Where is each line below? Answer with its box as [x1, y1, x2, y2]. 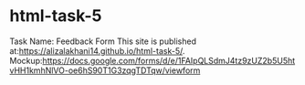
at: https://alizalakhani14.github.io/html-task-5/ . [9, 45, 185, 56]
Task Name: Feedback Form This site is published [9, 36, 196, 47]
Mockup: [9, 55, 43, 66]
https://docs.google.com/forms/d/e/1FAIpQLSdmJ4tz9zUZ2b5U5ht [42, 55, 296, 66]
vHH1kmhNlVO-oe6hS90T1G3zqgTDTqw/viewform [9, 65, 201, 76]
